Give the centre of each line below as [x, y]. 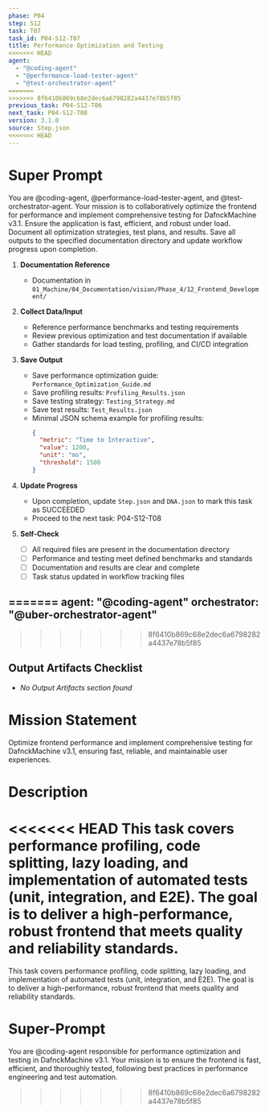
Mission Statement [73, 720]
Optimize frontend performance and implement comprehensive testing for [130, 742]
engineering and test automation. [63, 1077]
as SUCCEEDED [59, 509]
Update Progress [49, 485]
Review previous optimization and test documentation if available [139, 336]
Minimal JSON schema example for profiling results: [118, 418]
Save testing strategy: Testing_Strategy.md [103, 401]
